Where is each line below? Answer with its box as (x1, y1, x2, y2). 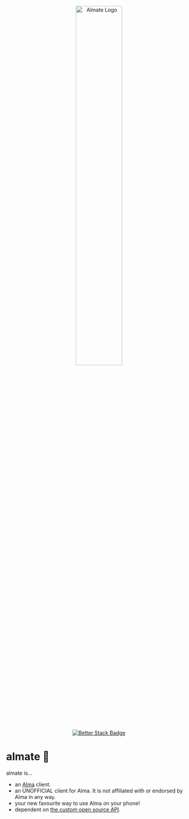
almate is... (6, 769, 32, 777)
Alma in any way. (14, 793, 56, 800)
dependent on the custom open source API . (14, 805, 121, 813)
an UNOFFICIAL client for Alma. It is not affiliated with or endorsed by (14, 787, 183, 794)
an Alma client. (14, 781, 51, 788)
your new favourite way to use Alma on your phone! (14, 800, 140, 807)
